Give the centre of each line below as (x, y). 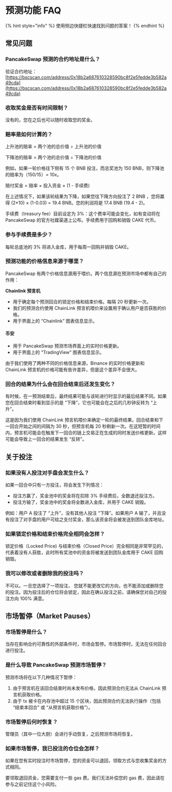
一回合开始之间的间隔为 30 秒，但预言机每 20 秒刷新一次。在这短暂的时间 (83, 426)
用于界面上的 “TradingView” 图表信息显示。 (58, 352)
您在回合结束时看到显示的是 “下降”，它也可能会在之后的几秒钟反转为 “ (79, 403)
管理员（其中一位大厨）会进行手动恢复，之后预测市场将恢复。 (70, 734)
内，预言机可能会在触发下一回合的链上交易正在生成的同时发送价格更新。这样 (86, 433)
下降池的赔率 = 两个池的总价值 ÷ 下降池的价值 (53, 157)
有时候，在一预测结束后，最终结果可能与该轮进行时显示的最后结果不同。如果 (86, 396)
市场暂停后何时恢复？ (31, 722)
